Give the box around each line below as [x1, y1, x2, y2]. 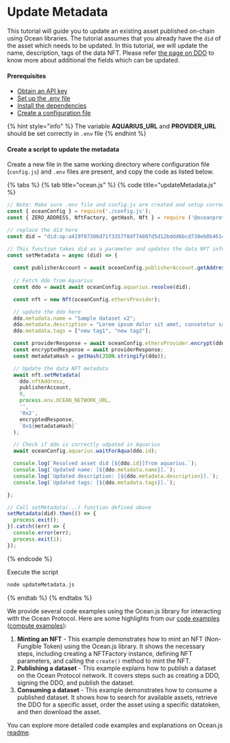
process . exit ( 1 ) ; [13, 536, 63, 543]
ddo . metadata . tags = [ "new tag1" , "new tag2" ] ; [13, 327, 152, 335]
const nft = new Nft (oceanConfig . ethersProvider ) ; [13, 296, 161, 303]
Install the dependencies [16, 102, 87, 110]
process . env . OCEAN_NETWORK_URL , [19, 397, 112, 404]
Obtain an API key [16, 87, 68, 95]
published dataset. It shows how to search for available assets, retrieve [16, 693, 218, 701]
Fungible [16, 642, 42, 650]
